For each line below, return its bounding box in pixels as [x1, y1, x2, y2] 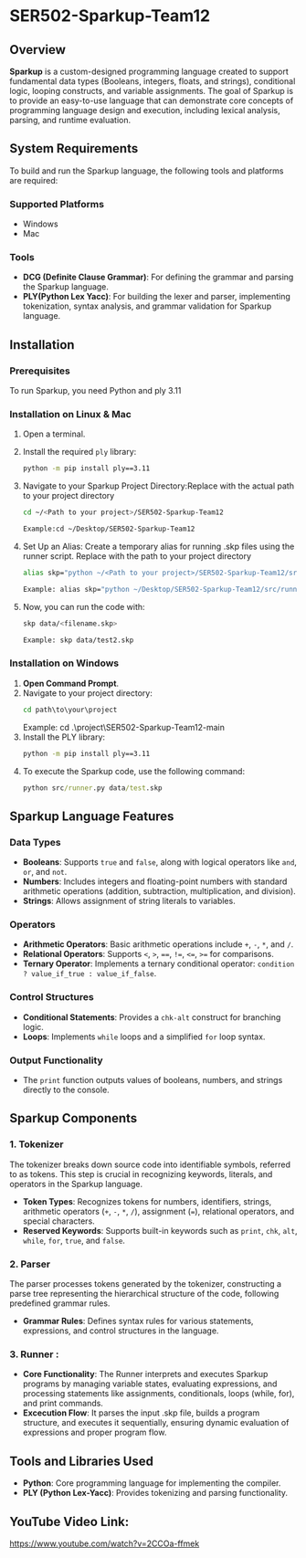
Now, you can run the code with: [22, 601, 145, 612]
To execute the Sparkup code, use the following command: [22, 765, 245, 776]
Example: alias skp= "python [22, 584, 130, 594]
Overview [9, 42, 67, 58]
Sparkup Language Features [9, 808, 174, 824]
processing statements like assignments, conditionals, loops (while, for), [22, 1388, 295, 1399]
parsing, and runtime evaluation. [9, 115, 131, 125]
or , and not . [22, 867, 68, 878]
